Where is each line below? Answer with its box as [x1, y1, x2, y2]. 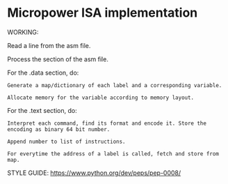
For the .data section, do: [7, 68, 79, 77]
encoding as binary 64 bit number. [7, 125, 111, 133]
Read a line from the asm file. [7, 41, 91, 49]
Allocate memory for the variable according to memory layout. [7, 94, 195, 101]
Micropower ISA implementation [7, 5, 198, 21]
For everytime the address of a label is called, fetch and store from [7, 150, 219, 158]
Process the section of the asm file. [7, 54, 109, 63]
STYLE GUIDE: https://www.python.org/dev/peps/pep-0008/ [7, 169, 181, 177]
